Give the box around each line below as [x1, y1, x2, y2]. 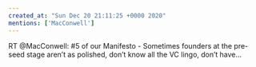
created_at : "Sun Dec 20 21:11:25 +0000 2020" [8, 11, 166, 20]
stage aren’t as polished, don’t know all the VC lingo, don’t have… [26, 49, 242, 59]
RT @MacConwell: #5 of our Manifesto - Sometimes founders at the [8, 41, 233, 50]
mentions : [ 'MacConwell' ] [8, 19, 94, 27]
